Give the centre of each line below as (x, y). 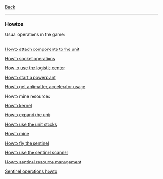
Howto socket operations (30, 59)
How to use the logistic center (35, 68)
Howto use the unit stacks (31, 124)
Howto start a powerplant (30, 78)
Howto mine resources (28, 96)
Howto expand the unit (28, 115)
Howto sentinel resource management (43, 162)
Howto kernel (18, 106)
